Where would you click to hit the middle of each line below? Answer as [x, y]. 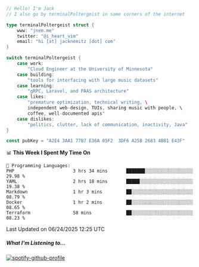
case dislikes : [36, 119]
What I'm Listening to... [36, 243]
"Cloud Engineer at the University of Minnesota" [90, 69]
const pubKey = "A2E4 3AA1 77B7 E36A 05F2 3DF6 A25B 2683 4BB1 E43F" [96, 141]
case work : [30, 63]
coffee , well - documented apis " [66, 113]
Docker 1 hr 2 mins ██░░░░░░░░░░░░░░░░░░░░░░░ [100, 202]
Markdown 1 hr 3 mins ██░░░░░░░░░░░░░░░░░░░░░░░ [100, 192]
